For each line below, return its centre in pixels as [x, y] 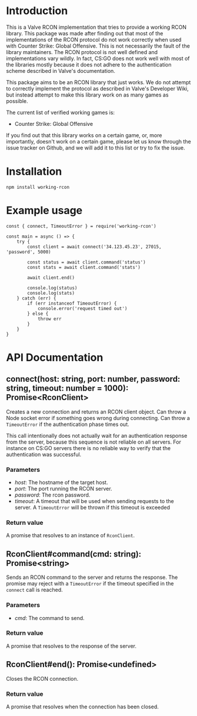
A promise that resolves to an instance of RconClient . [71, 535]
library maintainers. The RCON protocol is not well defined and [82, 52]
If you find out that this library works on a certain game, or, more [84, 135]
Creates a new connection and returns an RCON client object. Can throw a [96, 412]
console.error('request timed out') [82, 308]
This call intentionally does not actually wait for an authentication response [97, 435]
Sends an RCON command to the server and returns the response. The [92, 577]
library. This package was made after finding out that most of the [85, 33]
